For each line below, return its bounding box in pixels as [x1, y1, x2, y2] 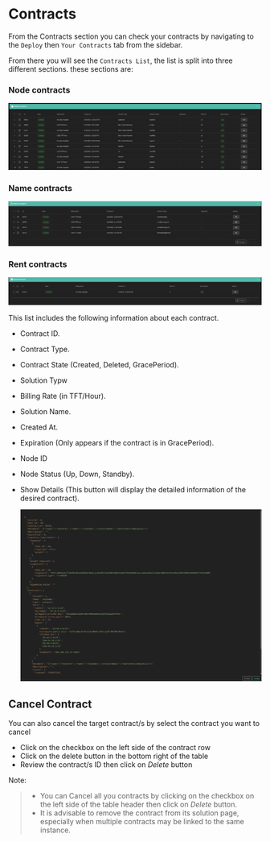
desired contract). [19, 493, 80, 504]
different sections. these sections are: [8, 64, 134, 73]
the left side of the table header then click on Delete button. [39, 799, 238, 810]
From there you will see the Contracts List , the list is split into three [8, 56, 233, 65]
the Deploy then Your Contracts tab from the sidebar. [8, 39, 183, 49]
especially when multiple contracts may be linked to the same [39, 817, 245, 827]
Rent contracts [8, 259, 67, 270]
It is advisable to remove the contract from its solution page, [39, 808, 239, 818]
